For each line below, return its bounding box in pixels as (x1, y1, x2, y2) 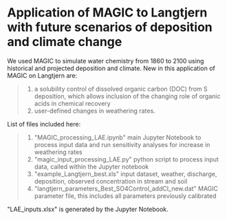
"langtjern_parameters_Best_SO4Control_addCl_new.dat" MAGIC (34, 184, 219, 192)
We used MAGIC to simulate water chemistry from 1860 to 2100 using (7, 56, 204, 65)
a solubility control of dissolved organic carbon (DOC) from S (34, 85, 208, 93)
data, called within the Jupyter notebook (34, 162, 149, 170)
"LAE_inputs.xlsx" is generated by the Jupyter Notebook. (7, 205, 169, 213)
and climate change (7, 34, 122, 49)
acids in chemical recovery (34, 99, 111, 107)
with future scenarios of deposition (7, 19, 213, 35)
